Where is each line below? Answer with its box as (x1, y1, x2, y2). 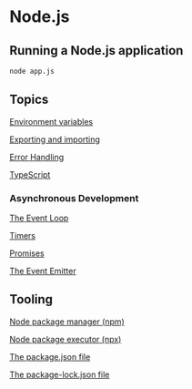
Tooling (9, 292, 53, 307)
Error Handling (9, 151, 65, 162)
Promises (9, 248, 45, 259)
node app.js (9, 67, 55, 76)
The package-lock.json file (9, 369, 110, 380)
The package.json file (9, 351, 91, 362)
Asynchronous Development (9, 191, 139, 204)
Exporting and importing (9, 134, 100, 145)
